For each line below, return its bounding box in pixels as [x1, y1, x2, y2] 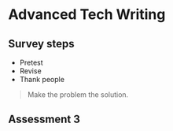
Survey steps [8, 37, 75, 51]
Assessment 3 [8, 113, 80, 126]
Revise [19, 66, 42, 76]
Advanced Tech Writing [8, 6, 166, 24]
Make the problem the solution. [27, 90, 129, 99]
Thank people [19, 75, 65, 84]
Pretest [19, 58, 43, 67]
